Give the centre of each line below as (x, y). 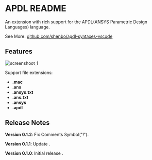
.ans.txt (20, 97)
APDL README (36, 8)
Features (19, 51)
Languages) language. (27, 27)
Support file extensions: (29, 73)
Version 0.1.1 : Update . (27, 144)
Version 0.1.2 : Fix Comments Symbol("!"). (47, 134)
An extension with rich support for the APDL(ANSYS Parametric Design (76, 22)
